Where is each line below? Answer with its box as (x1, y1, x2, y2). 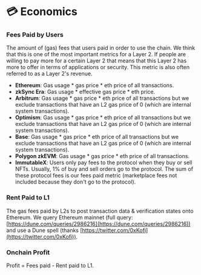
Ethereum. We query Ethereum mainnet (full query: (6, 213, 133, 221)
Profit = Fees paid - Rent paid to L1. (6, 262, 94, 270)
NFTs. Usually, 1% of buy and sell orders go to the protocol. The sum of (15, 165, 194, 173)
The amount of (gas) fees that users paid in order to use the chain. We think (6, 44, 196, 51)
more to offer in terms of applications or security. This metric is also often (6, 64, 190, 71)
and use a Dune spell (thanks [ (6, 227, 83, 234)
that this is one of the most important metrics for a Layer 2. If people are (6, 51, 186, 58)
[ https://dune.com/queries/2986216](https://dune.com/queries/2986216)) (6, 220, 191, 227)
